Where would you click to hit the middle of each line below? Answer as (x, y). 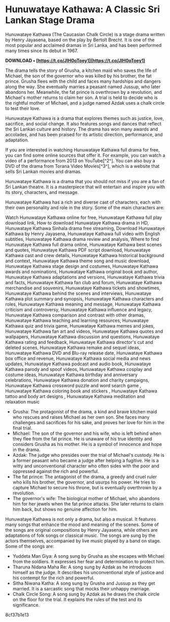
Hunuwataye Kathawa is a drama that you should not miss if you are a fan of (85, 181)
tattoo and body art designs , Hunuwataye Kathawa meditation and (75, 396)
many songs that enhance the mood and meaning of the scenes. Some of (82, 525)
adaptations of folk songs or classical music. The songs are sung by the (80, 535)
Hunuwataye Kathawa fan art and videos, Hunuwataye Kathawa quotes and (84, 331)
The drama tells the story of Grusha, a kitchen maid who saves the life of (81, 70)
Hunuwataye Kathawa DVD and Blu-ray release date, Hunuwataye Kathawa (84, 353)
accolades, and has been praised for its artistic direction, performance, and (84, 134)
